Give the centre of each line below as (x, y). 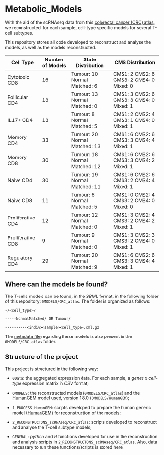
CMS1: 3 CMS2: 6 (134, 94)
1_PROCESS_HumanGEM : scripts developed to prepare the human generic (82, 407)
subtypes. (23, 33)
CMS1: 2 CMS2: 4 (134, 114)
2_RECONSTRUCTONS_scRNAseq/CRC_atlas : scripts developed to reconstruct (84, 422)
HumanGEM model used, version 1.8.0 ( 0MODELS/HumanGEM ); (71, 398)
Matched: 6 (84, 86)
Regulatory (20, 258)
